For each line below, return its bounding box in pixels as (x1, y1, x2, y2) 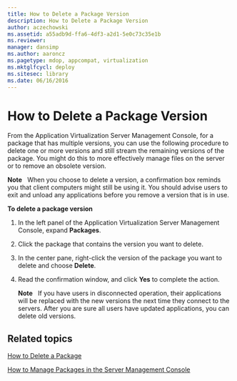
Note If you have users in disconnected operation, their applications (17, 289, 221, 297)
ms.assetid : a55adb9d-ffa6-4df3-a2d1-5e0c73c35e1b (7, 30, 161, 38)
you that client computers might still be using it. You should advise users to (7, 183, 228, 192)
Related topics (7, 332, 73, 345)
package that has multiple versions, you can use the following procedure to (7, 139, 229, 147)
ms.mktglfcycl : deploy (7, 64, 75, 71)
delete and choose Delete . (17, 262, 96, 270)
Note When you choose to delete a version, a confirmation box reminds (7, 176, 221, 184)
